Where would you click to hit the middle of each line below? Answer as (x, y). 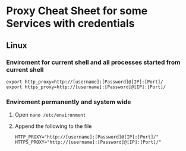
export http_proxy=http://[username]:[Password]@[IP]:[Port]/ (85, 82)
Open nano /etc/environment (50, 115)
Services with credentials (70, 23)
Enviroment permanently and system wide (69, 102)
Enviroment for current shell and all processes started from (93, 62)
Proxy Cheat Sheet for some (77, 11)
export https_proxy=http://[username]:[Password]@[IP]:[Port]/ (86, 87)
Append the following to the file (53, 126)
